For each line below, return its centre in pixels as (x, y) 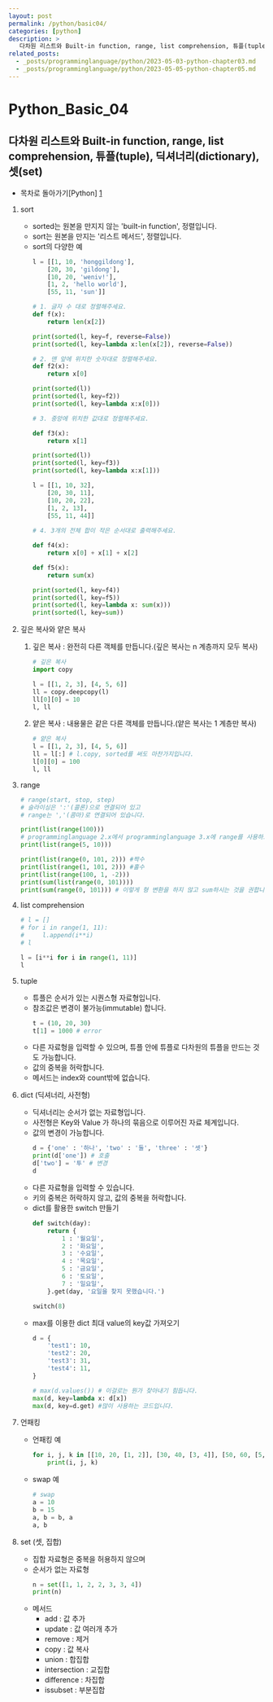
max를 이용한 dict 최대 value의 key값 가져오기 (106, 1323)
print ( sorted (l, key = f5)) (76, 598)
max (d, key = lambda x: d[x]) (80, 1398)
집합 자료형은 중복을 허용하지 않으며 (89, 1559)
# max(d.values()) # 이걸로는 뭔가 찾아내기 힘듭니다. (115, 1391)
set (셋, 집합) (41, 1542)
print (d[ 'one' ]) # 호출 (71, 1156)
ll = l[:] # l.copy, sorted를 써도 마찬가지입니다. (113, 754)
